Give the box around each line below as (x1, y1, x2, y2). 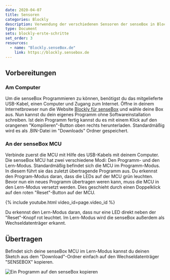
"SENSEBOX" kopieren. (5, 259, 54, 265)
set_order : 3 (5, 36, 33, 41)
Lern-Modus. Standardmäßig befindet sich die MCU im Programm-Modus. (5, 163, 160, 169)
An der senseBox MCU (5, 141, 62, 148)
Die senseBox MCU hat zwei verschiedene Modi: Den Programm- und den (5, 157, 160, 163)
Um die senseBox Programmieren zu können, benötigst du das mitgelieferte (5, 95, 163, 101)
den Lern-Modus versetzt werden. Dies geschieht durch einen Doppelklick (5, 184, 161, 190)
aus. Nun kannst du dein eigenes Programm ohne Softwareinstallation (5, 112, 151, 118)
